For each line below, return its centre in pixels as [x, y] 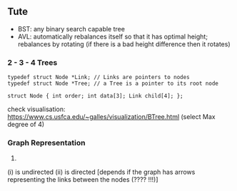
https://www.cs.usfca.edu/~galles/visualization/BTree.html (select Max [111, 117]
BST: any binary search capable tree [71, 29]
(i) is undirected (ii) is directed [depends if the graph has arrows [101, 172]
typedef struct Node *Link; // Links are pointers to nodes [99, 78]
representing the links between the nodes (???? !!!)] [83, 180]
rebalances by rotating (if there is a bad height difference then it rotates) [124, 44]
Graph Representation [46, 143]
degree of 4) [26, 125]
